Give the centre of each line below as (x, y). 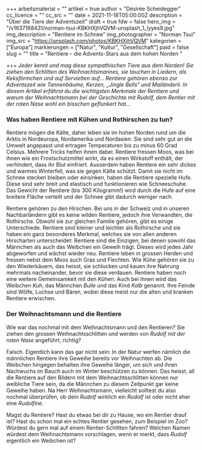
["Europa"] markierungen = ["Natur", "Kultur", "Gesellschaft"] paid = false (98, 47)
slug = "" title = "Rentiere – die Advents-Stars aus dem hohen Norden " (94, 53)
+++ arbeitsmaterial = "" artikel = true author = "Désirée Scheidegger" (93, 9)
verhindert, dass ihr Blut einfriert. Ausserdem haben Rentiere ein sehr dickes (101, 165)
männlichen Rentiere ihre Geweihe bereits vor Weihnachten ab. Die (89, 358)
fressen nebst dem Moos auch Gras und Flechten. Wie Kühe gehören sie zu (100, 260)
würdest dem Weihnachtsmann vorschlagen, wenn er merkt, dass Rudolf (96, 434)
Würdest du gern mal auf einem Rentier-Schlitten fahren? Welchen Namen (98, 428)
